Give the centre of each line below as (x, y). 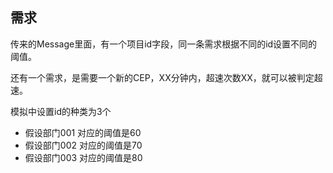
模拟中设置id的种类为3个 (61, 111)
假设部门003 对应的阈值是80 (83, 157)
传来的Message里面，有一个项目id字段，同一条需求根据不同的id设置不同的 (164, 44)
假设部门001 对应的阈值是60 (83, 132)
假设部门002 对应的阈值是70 (83, 145)
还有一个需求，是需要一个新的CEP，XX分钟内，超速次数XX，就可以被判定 (162, 77)
